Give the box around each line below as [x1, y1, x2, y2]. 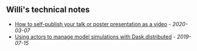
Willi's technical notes [6, 5, 90, 15]
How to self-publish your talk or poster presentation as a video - [14, 20, 172, 27]
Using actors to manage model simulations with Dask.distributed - [14, 33, 176, 40]
